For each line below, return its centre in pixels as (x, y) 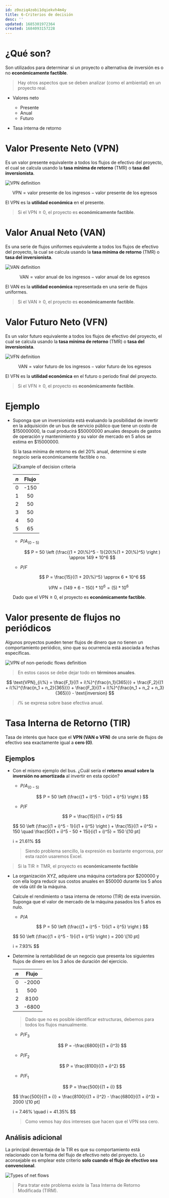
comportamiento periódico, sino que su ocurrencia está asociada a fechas (82, 648)
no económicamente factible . (37, 73)
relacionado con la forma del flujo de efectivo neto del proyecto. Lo (75, 1155)
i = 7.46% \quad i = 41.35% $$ (44, 1112)
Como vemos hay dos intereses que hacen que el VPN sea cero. (92, 1122)
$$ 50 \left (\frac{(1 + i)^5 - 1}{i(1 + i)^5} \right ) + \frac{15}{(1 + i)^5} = (85, 826)
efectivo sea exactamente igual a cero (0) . (49, 743)
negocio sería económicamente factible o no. (60, 457)
